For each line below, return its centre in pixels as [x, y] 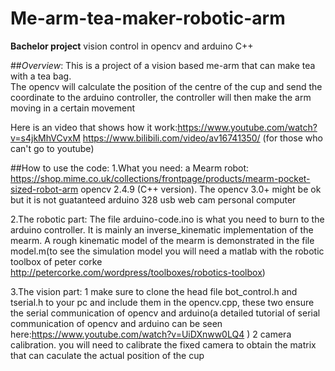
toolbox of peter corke [56, 261]
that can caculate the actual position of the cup [107, 355]
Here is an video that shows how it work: [94, 127]
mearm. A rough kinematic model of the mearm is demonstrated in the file [162, 240]
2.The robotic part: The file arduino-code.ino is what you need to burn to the [167, 219]
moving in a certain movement [73, 108]
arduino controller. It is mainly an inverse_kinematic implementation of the [162, 229]
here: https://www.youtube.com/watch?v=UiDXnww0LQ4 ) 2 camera [151, 334]
